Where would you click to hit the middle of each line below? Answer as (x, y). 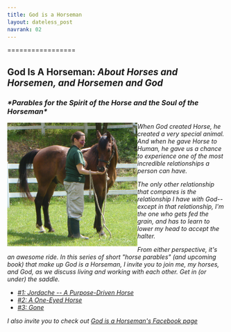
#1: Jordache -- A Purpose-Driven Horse (75, 293)
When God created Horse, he (179, 127)
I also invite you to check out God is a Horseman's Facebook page (102, 321)
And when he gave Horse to (177, 141)
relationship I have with (171, 199)
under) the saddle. (34, 279)
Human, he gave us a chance (180, 149)
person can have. (163, 171)
